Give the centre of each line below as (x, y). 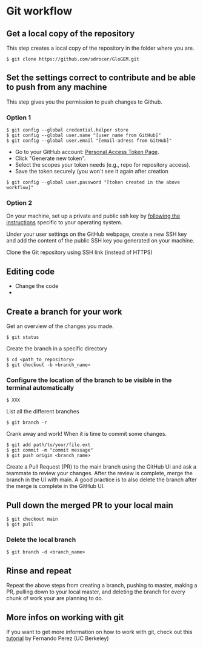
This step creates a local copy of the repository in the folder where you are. (101, 48)
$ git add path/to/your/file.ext (48, 445)
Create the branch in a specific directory (57, 349)
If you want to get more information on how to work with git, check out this (99, 632)
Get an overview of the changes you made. (60, 326)
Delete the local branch (41, 539)
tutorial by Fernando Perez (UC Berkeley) (58, 638)
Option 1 (19, 118)
